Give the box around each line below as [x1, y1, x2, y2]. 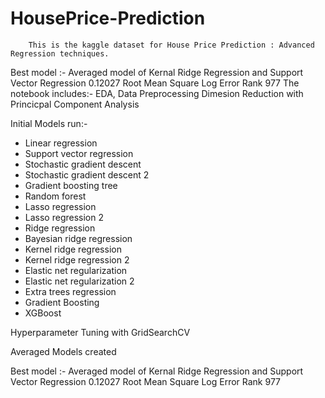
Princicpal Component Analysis [10, 98, 140, 110]
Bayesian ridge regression [24, 232, 133, 244]
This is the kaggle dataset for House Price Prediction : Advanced [28, 40, 315, 50]
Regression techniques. [10, 48, 110, 59]
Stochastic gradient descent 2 [24, 168, 150, 181]
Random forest [24, 190, 87, 202]
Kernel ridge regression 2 [24, 253, 130, 266]
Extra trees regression [24, 285, 117, 297]
